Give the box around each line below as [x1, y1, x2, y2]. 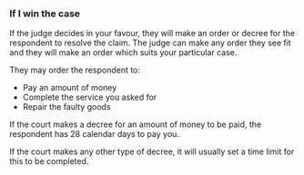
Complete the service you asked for [22, 92, 157, 102]
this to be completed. [9, 156, 89, 167]
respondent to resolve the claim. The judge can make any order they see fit [9, 37, 291, 48]
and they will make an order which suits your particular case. [9, 47, 238, 58]
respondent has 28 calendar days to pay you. [9, 129, 180, 140]
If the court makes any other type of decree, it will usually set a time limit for [9, 146, 295, 157]
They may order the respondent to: [9, 64, 141, 75]
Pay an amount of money [22, 83, 117, 93]
